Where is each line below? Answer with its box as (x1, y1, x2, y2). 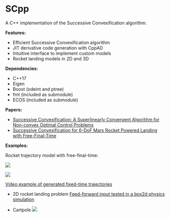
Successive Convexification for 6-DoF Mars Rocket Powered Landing (12, 127, 157, 133)
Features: (5, 29, 26, 35)
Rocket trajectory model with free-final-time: (5, 152, 98, 158)
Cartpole (12, 206, 31, 213)
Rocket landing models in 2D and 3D (12, 55, 89, 61)
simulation (12, 196, 35, 202)
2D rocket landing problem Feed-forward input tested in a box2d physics (12, 191, 165, 197)
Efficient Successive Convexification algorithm (12, 39, 110, 46)
